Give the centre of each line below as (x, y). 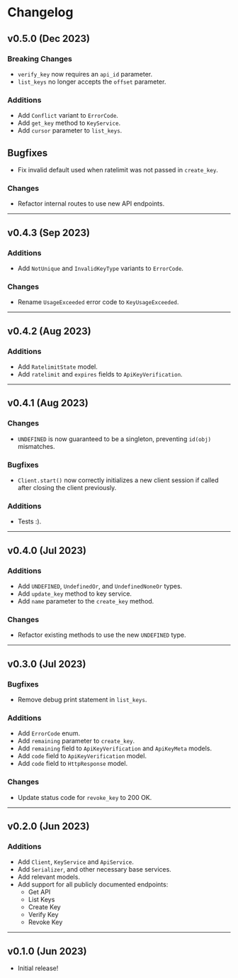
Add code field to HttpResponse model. (73, 764)
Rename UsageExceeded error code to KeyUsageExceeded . (98, 302)
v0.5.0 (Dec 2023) (49, 39)
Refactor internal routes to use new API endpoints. (91, 204)
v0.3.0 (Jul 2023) (47, 664)
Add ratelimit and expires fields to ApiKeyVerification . (100, 374)
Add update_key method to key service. (75, 594)
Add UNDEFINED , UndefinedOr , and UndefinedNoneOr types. (100, 586)
